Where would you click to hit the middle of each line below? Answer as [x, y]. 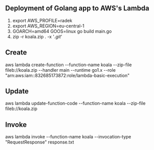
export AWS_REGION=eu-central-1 [48, 26]
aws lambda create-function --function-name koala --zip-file [68, 65]
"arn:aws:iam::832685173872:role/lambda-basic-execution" [67, 75]
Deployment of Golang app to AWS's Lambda [77, 8]
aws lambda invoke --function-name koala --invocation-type [68, 137]
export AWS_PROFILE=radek [42, 20]
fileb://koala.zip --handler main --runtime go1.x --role [60, 70]
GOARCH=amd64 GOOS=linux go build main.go [62, 31]
